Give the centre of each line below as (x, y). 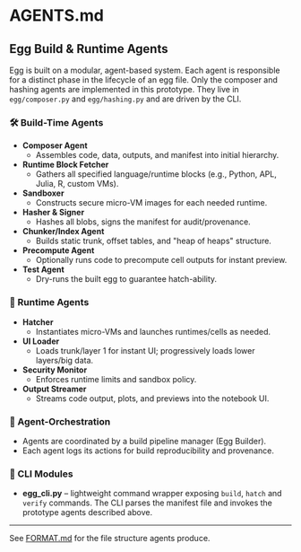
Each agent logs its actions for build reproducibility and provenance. (148, 451)
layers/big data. (64, 360)
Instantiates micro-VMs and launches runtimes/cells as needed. (153, 331)
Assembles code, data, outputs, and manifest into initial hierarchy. (157, 155)
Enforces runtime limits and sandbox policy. (116, 379)
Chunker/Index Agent (63, 232)
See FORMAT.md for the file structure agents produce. (110, 539)
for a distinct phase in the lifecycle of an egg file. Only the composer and (143, 80)
